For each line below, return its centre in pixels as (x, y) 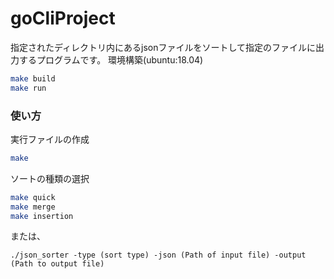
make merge (33, 207)
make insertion (42, 216)
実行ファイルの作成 (50, 139)
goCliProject (63, 18)
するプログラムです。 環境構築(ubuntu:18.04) (111, 59)
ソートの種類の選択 (50, 178)
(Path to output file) (57, 264)
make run (28, 88)
